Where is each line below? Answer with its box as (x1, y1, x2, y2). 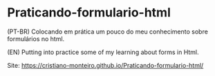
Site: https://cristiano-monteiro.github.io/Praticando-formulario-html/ (7, 61, 204, 69)
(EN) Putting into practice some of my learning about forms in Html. (7, 48, 199, 56)
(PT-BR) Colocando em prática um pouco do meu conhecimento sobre (7, 27, 209, 36)
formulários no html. (7, 34, 65, 42)
